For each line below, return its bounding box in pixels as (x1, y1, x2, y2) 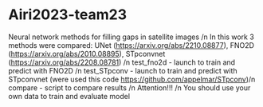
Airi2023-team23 (8, 6, 128, 24)
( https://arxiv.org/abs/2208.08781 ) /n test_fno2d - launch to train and (8, 57, 236, 67)
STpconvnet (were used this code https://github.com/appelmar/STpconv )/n (8, 74, 256, 84)
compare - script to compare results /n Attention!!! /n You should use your (8, 82, 251, 93)
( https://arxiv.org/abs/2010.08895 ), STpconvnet (8, 49, 166, 58)
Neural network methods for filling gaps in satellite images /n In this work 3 (8, 32, 255, 42)
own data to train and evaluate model (8, 91, 130, 101)
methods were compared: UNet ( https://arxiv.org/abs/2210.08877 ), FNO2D (8, 40, 255, 50)
